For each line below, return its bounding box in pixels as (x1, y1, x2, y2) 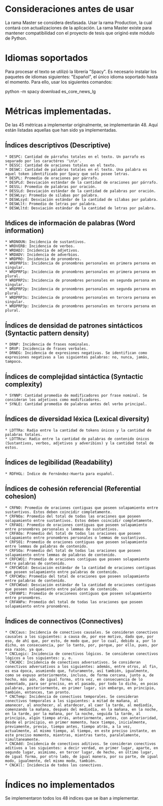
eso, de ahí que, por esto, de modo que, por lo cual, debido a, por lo (5, 639, 156, 643)
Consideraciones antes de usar (5, 3, 134, 15)
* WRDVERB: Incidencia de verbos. (5, 244, 76, 249)
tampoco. (5, 359, 23, 364)
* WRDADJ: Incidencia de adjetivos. (5, 248, 80, 253)
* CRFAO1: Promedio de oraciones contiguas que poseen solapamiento (5, 522, 147, 527)
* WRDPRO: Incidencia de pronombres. (5, 257, 82, 261)
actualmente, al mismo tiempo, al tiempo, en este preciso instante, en (5, 729, 156, 734)
